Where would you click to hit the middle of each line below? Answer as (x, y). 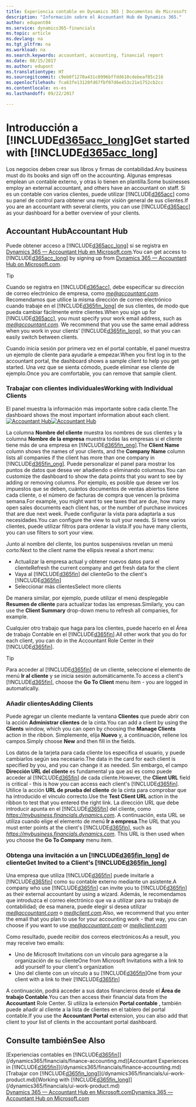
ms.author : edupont (30, 66)
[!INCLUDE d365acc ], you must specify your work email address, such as (94, 318)
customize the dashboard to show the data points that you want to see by (94, 476)
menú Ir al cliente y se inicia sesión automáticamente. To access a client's (94, 675)
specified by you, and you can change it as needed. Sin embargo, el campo (97, 765)
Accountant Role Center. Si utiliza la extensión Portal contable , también (94, 1004)
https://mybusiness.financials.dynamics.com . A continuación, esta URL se (96, 815)
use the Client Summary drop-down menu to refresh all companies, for (92, 610)
